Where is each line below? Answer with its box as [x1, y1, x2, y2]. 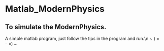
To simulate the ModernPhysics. [5, 23, 107, 31]
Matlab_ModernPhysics [5, 3, 105, 15]
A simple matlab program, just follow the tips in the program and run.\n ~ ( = [5, 35, 160, 41]
